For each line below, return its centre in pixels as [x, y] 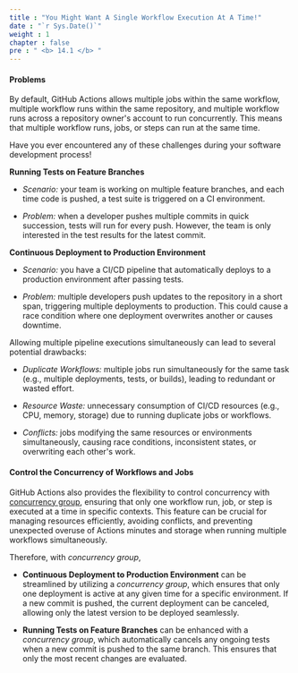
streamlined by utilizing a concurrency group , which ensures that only [151, 584]
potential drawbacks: [48, 352]
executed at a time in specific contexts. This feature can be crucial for [138, 511]
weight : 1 [30, 34]
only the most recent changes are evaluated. [105, 658]
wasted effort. [48, 388]
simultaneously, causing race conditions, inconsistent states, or [139, 442]
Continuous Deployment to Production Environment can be [134, 575]
